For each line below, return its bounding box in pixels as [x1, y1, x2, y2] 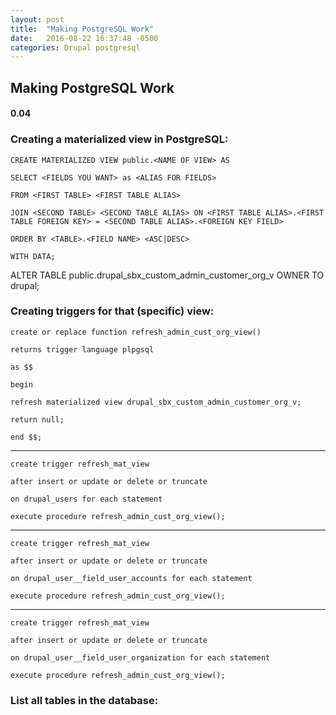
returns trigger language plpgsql [10, 344, 155, 355]
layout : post [10, 14, 65, 25]
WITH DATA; [10, 251, 56, 261]
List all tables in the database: [10, 693, 159, 707]
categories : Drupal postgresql [10, 42, 141, 53]
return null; [10, 414, 65, 425]
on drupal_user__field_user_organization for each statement [10, 652, 271, 663]
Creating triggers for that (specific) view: [10, 304, 215, 318]
